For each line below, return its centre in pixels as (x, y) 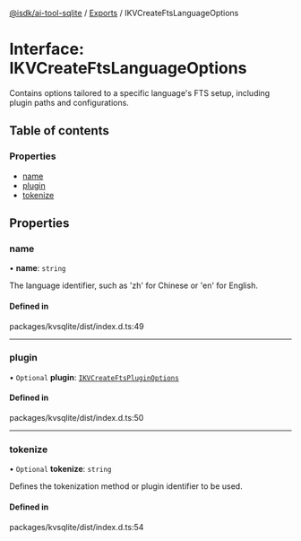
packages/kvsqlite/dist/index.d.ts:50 (77, 418)
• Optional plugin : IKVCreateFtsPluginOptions (94, 377)
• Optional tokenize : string (60, 469)
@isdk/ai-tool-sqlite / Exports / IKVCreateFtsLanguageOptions (124, 13)
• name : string (38, 268)
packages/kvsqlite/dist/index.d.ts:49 (77, 326)
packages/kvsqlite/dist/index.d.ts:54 (77, 527)
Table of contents (59, 131)
